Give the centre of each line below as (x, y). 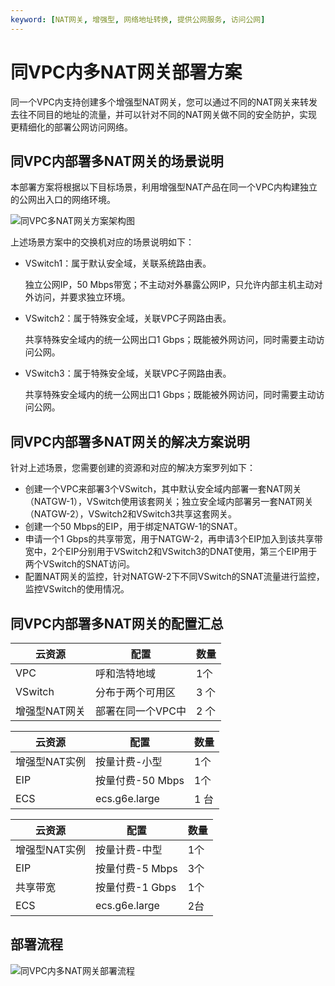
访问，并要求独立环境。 (82, 297)
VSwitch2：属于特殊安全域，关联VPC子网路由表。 (128, 318)
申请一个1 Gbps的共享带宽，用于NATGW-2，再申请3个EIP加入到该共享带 (173, 539)
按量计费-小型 (129, 761)
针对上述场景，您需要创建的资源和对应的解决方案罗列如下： (133, 468)
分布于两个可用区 (136, 692)
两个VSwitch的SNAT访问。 (80, 564)
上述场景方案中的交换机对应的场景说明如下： (102, 242)
